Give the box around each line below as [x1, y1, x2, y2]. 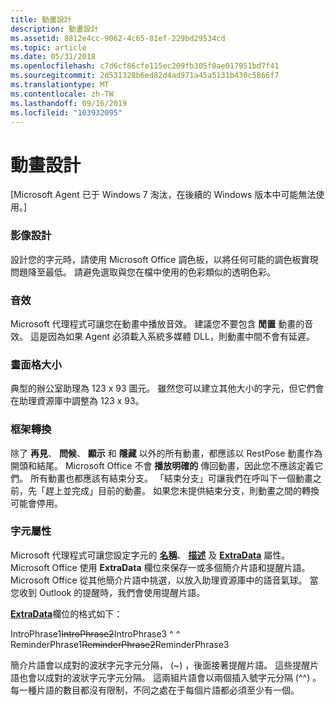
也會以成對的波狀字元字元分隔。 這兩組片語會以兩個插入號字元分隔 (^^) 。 [18, 671, 322, 683]
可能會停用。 [10, 497, 63, 509]
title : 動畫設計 [10, 14, 72, 25]
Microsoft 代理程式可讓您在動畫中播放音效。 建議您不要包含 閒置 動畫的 [10, 317, 305, 330]
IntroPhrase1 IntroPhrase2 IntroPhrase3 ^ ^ [10, 627, 181, 640]
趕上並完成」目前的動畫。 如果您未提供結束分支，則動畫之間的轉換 [44, 484, 320, 496]
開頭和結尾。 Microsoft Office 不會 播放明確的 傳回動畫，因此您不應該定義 [10, 459, 315, 471]
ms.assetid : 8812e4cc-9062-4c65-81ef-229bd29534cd [10, 33, 226, 43]
